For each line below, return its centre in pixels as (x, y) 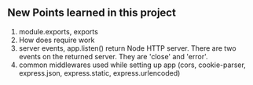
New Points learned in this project (92, 13)
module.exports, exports (59, 31)
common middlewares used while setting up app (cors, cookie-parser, (132, 65)
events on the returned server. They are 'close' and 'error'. (114, 56)
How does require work (57, 40)
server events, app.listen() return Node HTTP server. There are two (127, 48)
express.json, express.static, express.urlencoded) (99, 73)
